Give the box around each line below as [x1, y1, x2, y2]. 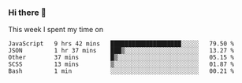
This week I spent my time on [8, 25, 104, 34]
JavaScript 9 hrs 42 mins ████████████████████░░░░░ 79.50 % [8, 40, 235, 48]
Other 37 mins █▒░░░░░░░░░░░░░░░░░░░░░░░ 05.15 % [8, 54, 235, 62]
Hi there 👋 [8, 7, 47, 18]
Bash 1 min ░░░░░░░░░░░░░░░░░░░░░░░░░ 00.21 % [8, 67, 235, 75]
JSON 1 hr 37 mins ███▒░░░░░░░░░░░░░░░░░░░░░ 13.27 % [8, 47, 235, 55]
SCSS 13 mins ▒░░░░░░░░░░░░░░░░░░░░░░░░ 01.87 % [8, 60, 235, 69]
